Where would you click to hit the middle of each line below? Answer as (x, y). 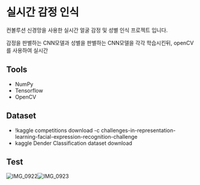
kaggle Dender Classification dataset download (74, 143)
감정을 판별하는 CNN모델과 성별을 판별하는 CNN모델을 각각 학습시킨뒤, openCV (100, 43)
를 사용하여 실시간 (27, 50)
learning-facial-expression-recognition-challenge (76, 136)
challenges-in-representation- (138, 130)
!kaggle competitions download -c (57, 130)
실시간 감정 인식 (43, 12)
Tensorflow (29, 90)
